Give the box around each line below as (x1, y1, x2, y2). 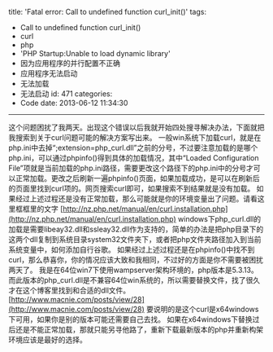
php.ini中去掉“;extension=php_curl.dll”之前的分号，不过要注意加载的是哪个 (8, 143, 258, 152)
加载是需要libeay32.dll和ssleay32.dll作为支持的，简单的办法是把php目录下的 (8, 224, 264, 234)
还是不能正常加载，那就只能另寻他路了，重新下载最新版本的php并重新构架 (15, 325, 264, 334)
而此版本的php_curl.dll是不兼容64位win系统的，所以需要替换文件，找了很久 (8, 275, 261, 284)
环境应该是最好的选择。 (8, 335, 87, 345)
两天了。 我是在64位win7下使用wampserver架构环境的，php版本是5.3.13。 (8, 265, 258, 275)
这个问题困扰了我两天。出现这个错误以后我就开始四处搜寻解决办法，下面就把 (8, 122, 265, 132)
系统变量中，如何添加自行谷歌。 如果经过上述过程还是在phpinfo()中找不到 (8, 244, 255, 254)
